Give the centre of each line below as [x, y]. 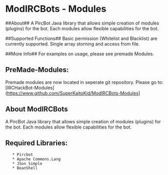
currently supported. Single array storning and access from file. [73, 43]
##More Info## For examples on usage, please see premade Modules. [80, 54]
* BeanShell [25, 168]
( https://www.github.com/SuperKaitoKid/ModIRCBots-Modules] [73, 93]
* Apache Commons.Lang [36, 159]
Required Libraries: [36, 143]
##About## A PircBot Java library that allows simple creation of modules [82, 23]
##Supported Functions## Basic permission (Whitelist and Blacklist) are [81, 38]
